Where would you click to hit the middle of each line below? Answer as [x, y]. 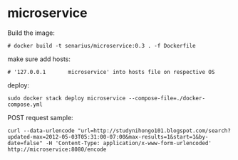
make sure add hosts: [39, 59]
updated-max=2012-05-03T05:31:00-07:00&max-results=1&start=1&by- [108, 137]
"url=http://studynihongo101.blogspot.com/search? [154, 130]
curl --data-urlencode [41, 130]
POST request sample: [40, 117]
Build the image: [31, 33]
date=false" [25, 143]
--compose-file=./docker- [167, 98]
